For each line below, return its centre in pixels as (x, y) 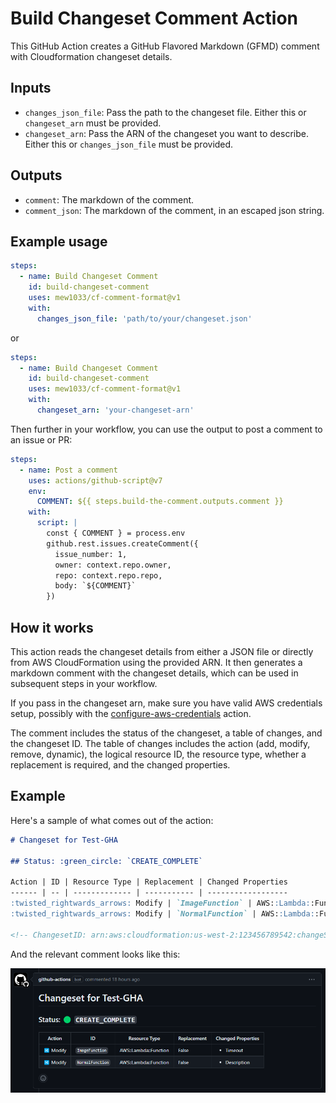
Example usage (59, 241)
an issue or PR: (41, 439)
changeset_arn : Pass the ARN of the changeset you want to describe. (166, 133)
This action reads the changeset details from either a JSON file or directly (162, 651)
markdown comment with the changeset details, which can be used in (154, 673)
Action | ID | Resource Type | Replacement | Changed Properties (149, 882)
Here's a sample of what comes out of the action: (112, 820)
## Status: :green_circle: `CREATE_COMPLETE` (106, 861)
